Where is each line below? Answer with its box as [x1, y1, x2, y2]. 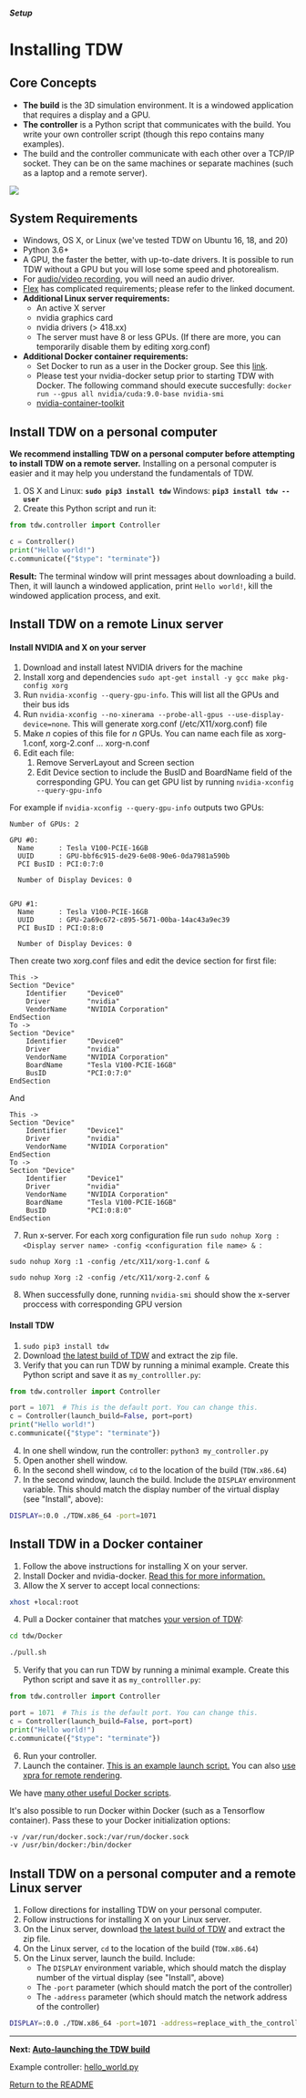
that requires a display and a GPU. [22, 109, 151, 120]
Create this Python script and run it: [22, 503, 157, 514]
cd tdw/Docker [9, 1631, 64, 1640]
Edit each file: [22, 747, 75, 758]
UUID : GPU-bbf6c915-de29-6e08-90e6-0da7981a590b [17, 852, 230, 861]
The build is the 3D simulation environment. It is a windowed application [22, 99, 294, 110]
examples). [22, 138, 66, 149]
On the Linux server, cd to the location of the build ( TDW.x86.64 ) [22, 1943, 260, 1954]
